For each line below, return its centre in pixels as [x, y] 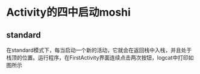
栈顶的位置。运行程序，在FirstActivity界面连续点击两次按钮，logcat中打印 [97, 57]
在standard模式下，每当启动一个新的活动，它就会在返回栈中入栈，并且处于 [99, 50]
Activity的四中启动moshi [69, 12]
